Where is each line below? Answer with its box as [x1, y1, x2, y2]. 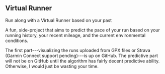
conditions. [5, 37, 29, 43]
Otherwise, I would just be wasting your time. [5, 63, 99, 69]
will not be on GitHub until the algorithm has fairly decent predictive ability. [5, 57, 160, 64]
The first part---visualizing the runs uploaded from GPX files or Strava [5, 47, 151, 53]
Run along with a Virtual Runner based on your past [5, 17, 112, 23]
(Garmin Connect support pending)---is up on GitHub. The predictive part [5, 52, 158, 58]
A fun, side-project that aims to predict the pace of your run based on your [5, 27, 160, 33]
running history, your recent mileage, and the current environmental [5, 32, 146, 38]
